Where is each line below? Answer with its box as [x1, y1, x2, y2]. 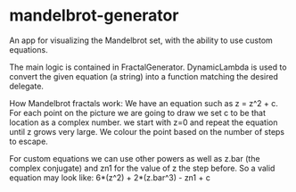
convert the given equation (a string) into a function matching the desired [9, 71, 278, 81]
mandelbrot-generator [9, 5, 179, 26]
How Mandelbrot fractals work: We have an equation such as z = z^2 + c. [9, 97, 278, 108]
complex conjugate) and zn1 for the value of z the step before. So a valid [9, 163, 275, 173]
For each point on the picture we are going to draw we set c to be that [9, 107, 266, 118]
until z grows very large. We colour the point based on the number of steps [9, 126, 285, 137]
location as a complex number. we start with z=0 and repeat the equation [9, 117, 278, 128]
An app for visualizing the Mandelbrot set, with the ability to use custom [9, 35, 274, 46]
